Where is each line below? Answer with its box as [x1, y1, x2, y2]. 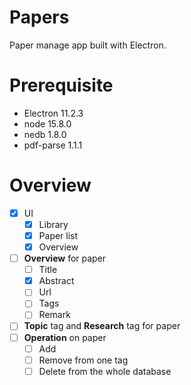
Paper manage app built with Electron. [9, 39, 167, 51]
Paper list [38, 229, 79, 241]
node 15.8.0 [23, 117, 72, 130]
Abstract [38, 275, 75, 287]
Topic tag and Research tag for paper [23, 320, 181, 332]
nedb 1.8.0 [23, 128, 67, 140]
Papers [9, 6, 70, 29]
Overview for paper [23, 252, 107, 265]
